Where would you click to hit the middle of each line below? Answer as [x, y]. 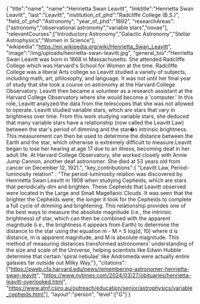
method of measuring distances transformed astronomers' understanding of [100, 243]
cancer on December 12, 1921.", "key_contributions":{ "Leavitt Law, [88, 167]
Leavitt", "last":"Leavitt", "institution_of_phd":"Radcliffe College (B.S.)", [93, 15]
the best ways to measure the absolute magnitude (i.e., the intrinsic [89, 212]
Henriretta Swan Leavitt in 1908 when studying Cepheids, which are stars [96, 180]
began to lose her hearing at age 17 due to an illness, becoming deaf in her [98, 149]
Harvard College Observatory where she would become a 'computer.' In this [100, 97]
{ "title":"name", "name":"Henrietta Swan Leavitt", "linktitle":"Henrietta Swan [100, 9]
